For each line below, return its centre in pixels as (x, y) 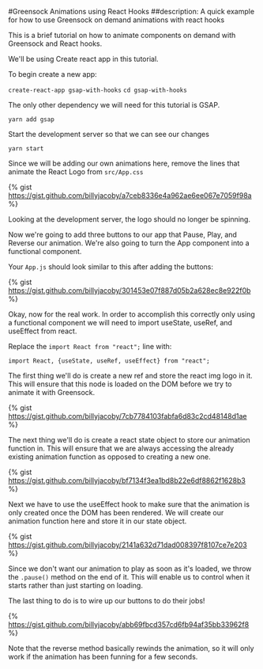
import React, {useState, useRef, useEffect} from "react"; (109, 361)
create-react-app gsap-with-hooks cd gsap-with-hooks (98, 90)
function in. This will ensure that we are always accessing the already (121, 448)
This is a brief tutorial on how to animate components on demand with (122, 35)
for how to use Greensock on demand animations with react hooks (116, 20)
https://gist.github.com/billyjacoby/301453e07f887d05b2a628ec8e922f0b (130, 291)
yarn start (26, 149)
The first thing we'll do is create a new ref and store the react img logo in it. (130, 376)
